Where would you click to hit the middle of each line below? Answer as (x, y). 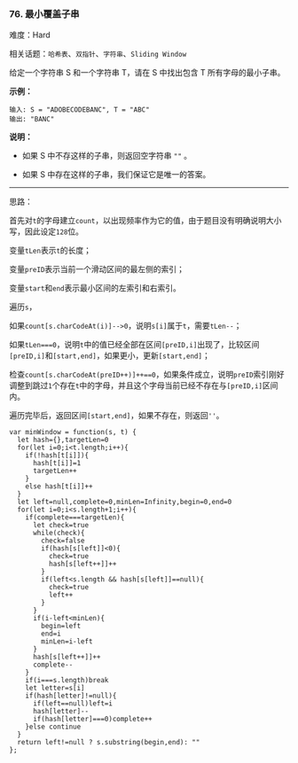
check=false (63, 541)
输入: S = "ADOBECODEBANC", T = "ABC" (79, 110)
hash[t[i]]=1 (57, 463)
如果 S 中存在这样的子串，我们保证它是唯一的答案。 (116, 175)
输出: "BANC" (32, 120)
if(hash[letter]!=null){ (71, 696)
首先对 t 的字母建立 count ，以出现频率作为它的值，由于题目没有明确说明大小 (145, 221)
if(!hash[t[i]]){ (57, 455)
